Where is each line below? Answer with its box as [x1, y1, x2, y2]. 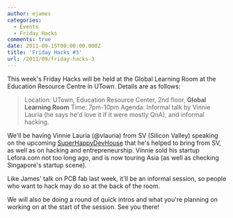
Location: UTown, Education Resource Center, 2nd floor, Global [24, 95, 207, 104]
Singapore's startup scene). [7, 161, 87, 169]
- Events [13, 23, 39, 30]
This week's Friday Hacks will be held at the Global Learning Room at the [7, 75, 216, 83]
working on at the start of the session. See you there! [7, 203, 160, 211]
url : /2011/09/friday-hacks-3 [7, 56, 95, 63]
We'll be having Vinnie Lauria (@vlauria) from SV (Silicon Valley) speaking [7, 131, 218, 139]
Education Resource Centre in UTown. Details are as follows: [7, 81, 181, 91]
